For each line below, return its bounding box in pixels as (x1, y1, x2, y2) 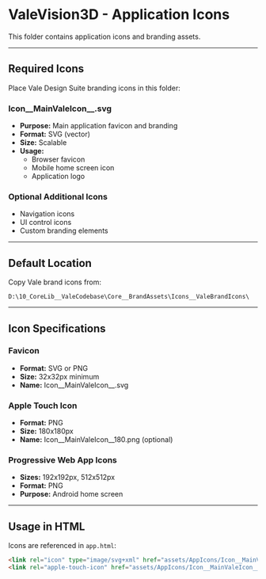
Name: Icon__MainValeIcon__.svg (19, 380, 129, 390)
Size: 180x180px (19, 426, 74, 436)
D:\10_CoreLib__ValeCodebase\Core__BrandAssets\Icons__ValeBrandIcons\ (8, 293, 249, 301)
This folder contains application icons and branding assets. (8, 32, 201, 41)
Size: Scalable (19, 138, 67, 147)
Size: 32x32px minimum (19, 371, 100, 381)
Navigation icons (19, 209, 75, 219)
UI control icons (19, 218, 72, 227)
